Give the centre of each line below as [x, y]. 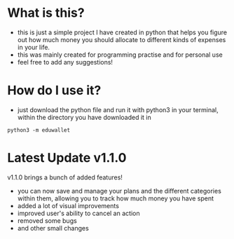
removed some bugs [47, 220]
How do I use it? [54, 91]
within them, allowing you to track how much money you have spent [116, 198]
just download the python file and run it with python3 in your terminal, [118, 109]
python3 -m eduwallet [39, 130]
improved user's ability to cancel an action [78, 213]
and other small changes [53, 228]
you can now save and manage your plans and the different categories [119, 191]
